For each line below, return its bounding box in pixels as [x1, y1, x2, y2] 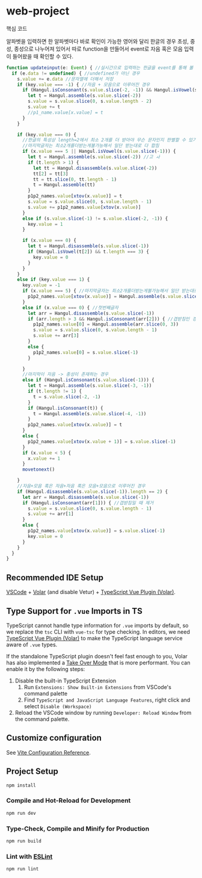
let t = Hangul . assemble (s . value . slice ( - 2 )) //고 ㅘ [28, 154, 161, 160]
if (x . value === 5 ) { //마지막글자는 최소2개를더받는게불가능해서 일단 [22, 288, 179, 294]
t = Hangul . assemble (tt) [32, 182, 96, 188]
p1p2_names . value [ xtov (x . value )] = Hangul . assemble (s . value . [28, 294, 185, 300]
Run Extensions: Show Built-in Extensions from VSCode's [23, 683, 171, 690]
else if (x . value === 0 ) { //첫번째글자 [22, 305, 119, 311]
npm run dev [6, 810, 36, 816]
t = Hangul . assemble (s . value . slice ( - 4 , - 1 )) [32, 410, 147, 416]
